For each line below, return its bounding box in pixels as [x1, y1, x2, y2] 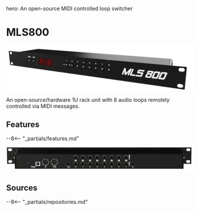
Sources [6, 183, 38, 193]
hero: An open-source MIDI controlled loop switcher [6, 5, 133, 12]
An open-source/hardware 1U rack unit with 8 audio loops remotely [6, 96, 170, 103]
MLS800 [6, 26, 50, 39]
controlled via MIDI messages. [6, 103, 80, 110]
